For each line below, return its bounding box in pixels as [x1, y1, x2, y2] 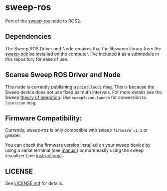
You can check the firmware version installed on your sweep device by [5, 142, 151, 148]
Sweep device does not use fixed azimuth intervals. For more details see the [5, 89, 162, 95]
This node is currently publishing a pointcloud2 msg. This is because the [5, 84, 155, 90]
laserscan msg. [5, 99, 37, 105]
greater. [5, 132, 21, 138]
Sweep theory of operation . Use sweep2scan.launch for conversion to [5, 94, 146, 100]
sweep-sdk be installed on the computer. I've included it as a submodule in [5, 51, 160, 57]
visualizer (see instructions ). [5, 153, 63, 159]
